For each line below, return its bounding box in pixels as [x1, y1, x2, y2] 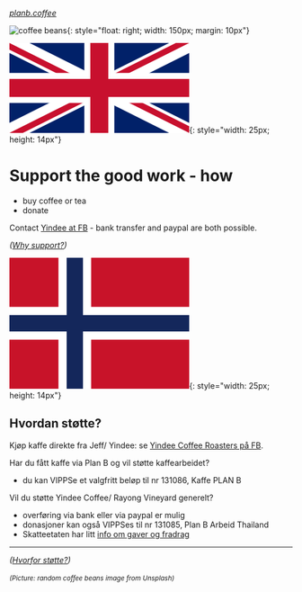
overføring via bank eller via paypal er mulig [22, 509, 186, 520]
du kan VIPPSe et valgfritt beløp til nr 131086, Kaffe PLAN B [22, 474, 242, 485]
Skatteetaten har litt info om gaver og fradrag [22, 528, 191, 539]
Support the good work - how [9, 166, 234, 186]
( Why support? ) [9, 239, 67, 250]
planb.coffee [9, 8, 57, 18]
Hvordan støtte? [9, 416, 102, 431]
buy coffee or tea [22, 195, 87, 206]
